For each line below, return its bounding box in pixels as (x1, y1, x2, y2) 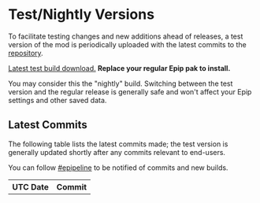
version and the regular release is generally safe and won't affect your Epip (8, 87, 252, 96)
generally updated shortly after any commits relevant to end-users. (8, 147, 226, 157)
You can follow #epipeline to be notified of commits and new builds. (8, 163, 228, 172)
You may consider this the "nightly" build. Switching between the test (8, 79, 233, 88)
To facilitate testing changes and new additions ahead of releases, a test (8, 31, 243, 41)
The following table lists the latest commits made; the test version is (8, 139, 228, 149)
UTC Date (12, 181, 50, 192)
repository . (8, 48, 43, 57)
